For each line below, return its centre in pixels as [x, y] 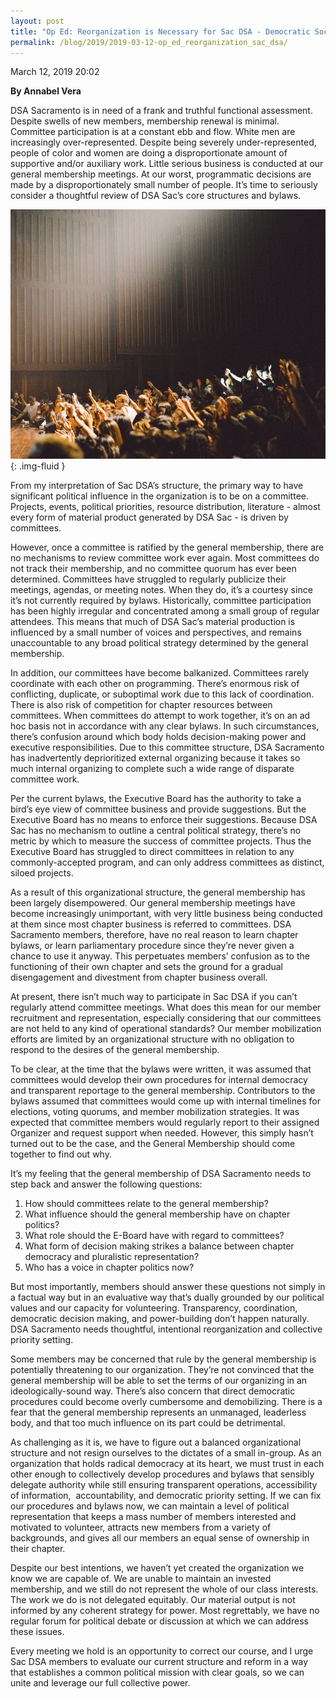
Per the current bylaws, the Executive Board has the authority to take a [156, 799]
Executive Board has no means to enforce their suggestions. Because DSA [164, 820]
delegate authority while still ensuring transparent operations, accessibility [164, 1485]
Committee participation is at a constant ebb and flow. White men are [153, 132]
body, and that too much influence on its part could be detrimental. [148, 1423]
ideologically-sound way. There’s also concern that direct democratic [153, 1391]
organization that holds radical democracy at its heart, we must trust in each [167, 1464]
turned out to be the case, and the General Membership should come [153, 1144]
